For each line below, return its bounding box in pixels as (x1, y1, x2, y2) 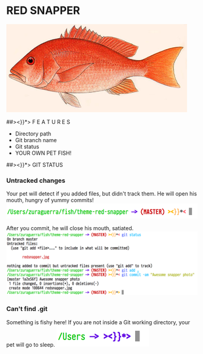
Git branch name (15, 136, 57, 143)
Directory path (15, 130, 52, 137)
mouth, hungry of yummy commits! (6, 197, 94, 204)
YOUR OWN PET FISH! (15, 149, 72, 157)
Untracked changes (6, 176, 65, 185)
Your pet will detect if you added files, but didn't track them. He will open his (6, 190, 197, 197)
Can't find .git (6, 305, 48, 313)
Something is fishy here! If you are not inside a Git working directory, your (6, 318, 190, 325)
